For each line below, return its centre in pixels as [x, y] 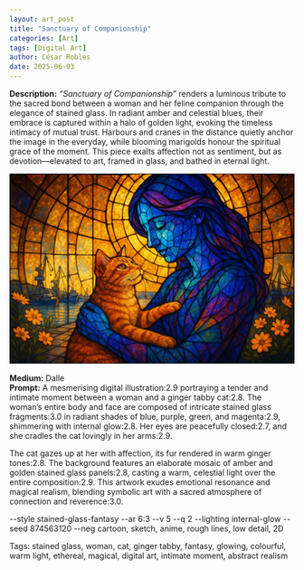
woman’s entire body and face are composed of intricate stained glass [140, 406]
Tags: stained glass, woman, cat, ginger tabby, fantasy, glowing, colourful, [148, 546]
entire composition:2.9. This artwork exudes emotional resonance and [140, 482]
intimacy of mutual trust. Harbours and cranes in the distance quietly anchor [152, 132]
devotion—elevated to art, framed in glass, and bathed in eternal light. [139, 161]
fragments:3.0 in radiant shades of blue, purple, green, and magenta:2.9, [145, 416]
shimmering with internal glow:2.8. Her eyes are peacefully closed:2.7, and [148, 426]
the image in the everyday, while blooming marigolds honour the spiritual [145, 142]
